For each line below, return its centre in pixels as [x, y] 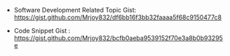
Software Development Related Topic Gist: [75, 10]
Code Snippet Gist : [42, 31]
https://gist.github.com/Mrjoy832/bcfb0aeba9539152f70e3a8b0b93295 [118, 38]
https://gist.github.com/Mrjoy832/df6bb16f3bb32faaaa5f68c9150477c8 [118, 17]
